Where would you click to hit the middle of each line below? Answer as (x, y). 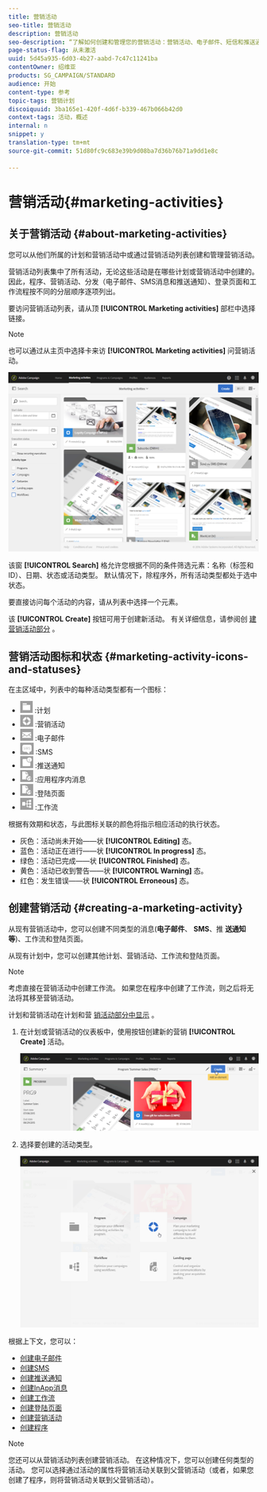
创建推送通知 (41, 1378)
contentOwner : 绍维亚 (42, 68)
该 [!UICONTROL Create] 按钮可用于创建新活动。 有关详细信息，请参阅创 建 (132, 619)
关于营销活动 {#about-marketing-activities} (118, 234)
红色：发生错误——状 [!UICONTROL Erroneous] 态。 (106, 881)
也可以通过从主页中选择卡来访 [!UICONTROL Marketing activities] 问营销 (128, 351)
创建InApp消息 (43, 1388)
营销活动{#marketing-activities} (116, 202)
